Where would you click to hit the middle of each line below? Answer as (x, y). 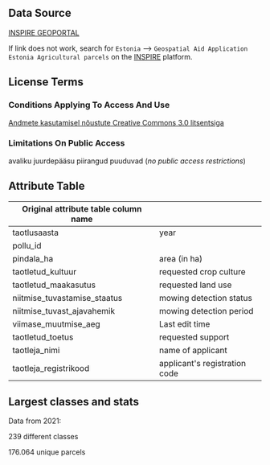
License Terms (46, 82)
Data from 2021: (35, 421)
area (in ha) (181, 258)
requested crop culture (202, 271)
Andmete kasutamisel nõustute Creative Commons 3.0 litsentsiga (117, 122)
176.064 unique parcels (47, 452)
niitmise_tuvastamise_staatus (67, 298)
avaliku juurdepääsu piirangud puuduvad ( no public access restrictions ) (127, 161)
